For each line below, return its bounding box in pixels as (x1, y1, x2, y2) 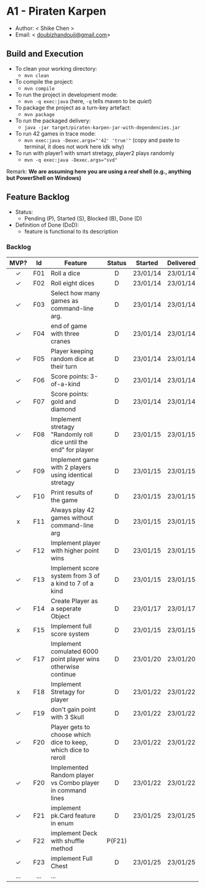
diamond (51, 405, 76, 413)
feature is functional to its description (24, 227, 118, 235)
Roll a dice (51, 269, 81, 277)
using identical (51, 471, 93, 479)
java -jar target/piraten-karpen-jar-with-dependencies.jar (24, 124, 181, 131)
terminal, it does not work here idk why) (24, 142, 124, 150)
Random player (51, 771, 95, 779)
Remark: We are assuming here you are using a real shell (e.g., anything (6, 167, 192, 175)
